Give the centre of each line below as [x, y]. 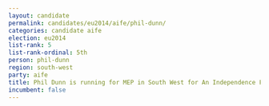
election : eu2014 [37, 38]
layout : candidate [39, 16]
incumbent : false [37, 90]
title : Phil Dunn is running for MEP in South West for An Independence [132, 82]
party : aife [28, 75]
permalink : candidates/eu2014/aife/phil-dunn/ [87, 23]
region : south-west [41, 68]
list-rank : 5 [30, 45]
